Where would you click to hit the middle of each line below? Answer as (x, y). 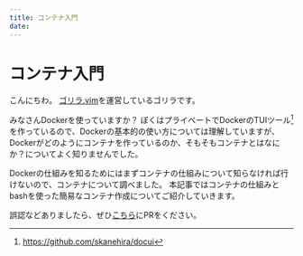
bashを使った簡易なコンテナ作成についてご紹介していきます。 (124, 196)
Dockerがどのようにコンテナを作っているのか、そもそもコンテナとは (137, 143)
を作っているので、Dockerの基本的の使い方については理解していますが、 (144, 131)
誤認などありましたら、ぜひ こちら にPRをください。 (105, 215)
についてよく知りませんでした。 (84, 154)
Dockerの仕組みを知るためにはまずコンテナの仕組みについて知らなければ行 (149, 174)
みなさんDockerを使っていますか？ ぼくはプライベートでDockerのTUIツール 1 (151, 119)
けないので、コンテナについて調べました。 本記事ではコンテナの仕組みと (144, 185)
